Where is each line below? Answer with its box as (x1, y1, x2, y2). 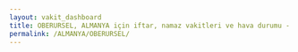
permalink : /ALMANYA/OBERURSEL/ (9, 29, 130, 38)
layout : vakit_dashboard (9, 12, 102, 22)
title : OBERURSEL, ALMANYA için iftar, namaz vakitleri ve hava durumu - (9, 21, 291, 30)
